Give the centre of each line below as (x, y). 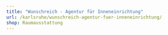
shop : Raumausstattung (34, 23)
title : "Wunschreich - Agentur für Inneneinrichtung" (75, 12)
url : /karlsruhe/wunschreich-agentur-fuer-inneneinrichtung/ (84, 17)
